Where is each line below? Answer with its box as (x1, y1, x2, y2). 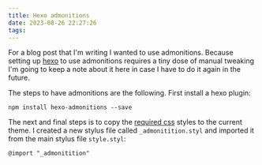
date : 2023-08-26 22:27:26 (8, 19, 97, 27)
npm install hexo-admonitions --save (8, 103, 133, 111)
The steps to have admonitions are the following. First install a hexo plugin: (8, 88, 251, 98)
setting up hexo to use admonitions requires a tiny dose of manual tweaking (8, 56, 255, 66)
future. (8, 73, 30, 83)
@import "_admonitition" (8, 149, 90, 158)
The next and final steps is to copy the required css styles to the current (8, 118, 242, 127)
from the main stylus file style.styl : (8, 134, 126, 144)
